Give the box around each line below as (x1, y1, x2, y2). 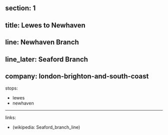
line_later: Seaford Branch (5, 55, 88, 63)
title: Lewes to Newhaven (5, 21, 86, 29)
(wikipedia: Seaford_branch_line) (12, 124, 80, 130)
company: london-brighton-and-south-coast (5, 72, 149, 80)
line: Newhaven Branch (5, 38, 79, 46)
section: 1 (5, 4, 36, 12)
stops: (5, 85, 18, 91)
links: (5, 114, 16, 120)
